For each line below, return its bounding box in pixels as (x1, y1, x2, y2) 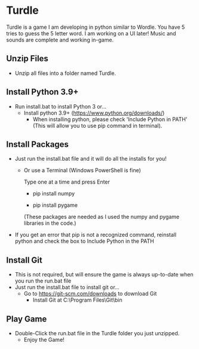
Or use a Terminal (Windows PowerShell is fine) (23, 167, 142, 174)
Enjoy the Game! (23, 336, 65, 343)
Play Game (6, 314, 47, 324)
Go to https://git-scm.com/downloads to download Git (23, 290, 157, 297)
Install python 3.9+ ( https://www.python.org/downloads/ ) (23, 109, 165, 116)
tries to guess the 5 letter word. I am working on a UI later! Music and (6, 29, 176, 37)
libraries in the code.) (23, 219, 76, 227)
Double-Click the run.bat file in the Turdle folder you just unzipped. (14, 330, 180, 336)
